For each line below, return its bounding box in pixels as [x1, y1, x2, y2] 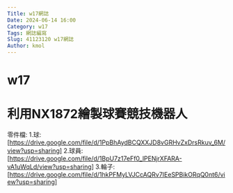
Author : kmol [7, 42, 45, 49]
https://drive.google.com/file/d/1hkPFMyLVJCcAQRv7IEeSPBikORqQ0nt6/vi [9, 171, 226, 179]
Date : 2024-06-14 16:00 [7, 17, 77, 24]
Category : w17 [7, 23, 49, 30]
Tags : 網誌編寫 [7, 29, 47, 37]
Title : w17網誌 [7, 10, 49, 17]
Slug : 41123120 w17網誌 [7, 36, 74, 43]
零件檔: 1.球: [7, 131, 42, 139]
